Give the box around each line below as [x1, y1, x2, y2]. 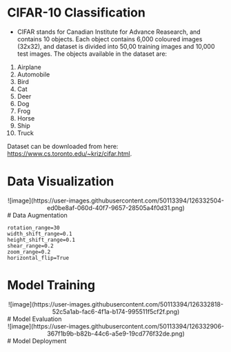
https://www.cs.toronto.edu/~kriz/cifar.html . [7, 149, 132, 158]
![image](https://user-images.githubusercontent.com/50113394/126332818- [8, 300, 224, 308]
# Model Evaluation [7, 315, 62, 323]
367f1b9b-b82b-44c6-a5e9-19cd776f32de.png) [47, 329, 185, 338]
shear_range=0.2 [7, 242, 54, 249]
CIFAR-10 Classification [7, 5, 146, 21]
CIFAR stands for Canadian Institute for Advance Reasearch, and [17, 28, 201, 36]
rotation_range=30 [7, 224, 60, 231]
